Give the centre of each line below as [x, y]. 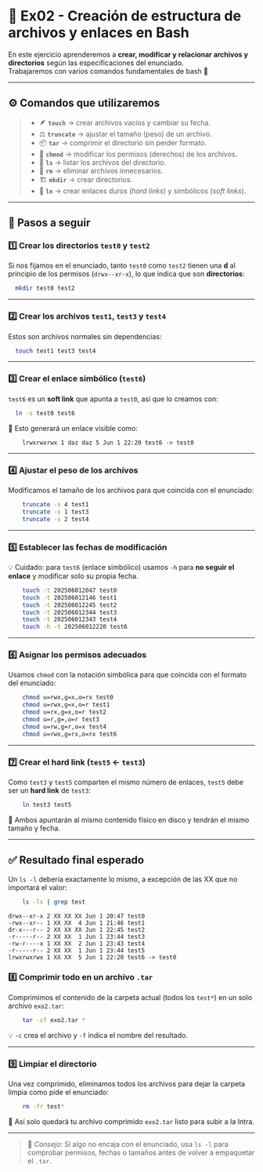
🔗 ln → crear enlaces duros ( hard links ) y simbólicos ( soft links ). [142, 191]
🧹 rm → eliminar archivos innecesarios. [101, 170]
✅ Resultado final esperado [76, 860]
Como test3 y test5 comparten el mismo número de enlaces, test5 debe [126, 782]
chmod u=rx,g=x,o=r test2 [65, 712]
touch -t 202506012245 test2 [70, 605]
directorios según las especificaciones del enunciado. [96, 63]
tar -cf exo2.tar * [54, 1020]
